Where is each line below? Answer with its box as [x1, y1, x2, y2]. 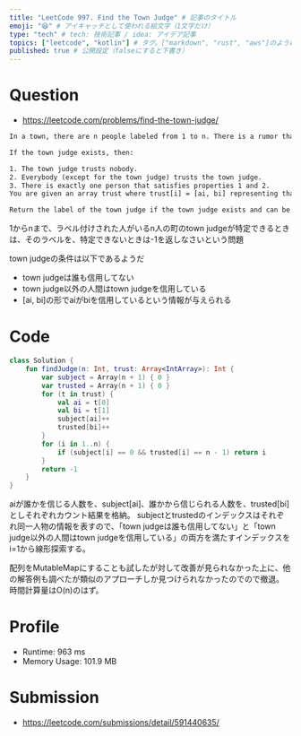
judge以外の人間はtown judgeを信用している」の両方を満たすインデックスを [9, 533, 291, 543]
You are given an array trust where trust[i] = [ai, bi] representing [9, 189, 279, 198]
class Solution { [9, 356, 74, 366]
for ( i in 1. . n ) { [41, 439, 110, 448]
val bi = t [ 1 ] [56, 406, 110, 415]
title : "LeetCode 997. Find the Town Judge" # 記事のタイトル [9, 13, 237, 22]
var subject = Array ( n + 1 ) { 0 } [41, 373, 170, 382]
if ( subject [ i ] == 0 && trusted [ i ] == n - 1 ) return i [56, 447, 267, 457]
